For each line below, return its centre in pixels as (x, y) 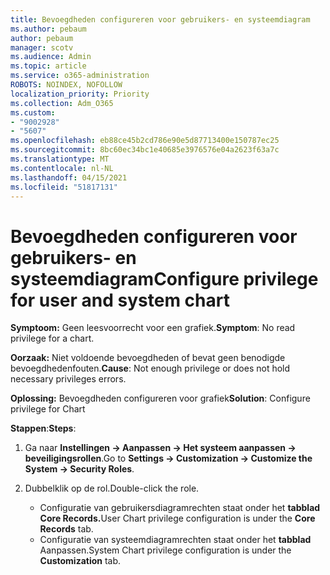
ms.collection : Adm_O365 (62, 103)
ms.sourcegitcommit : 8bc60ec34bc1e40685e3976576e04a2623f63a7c (145, 150)
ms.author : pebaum (48, 29)
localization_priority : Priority (80, 94)
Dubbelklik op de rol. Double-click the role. (112, 488)
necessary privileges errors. (68, 379)
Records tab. (66, 529)
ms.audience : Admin (51, 57)
